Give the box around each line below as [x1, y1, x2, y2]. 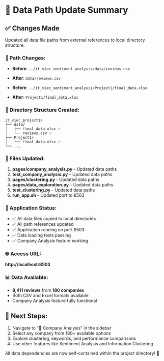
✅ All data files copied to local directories [12, 216, 96, 222]
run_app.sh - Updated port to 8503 [12, 192, 84, 198]
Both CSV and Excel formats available [12, 292, 89, 298]
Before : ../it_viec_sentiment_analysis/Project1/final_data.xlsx [12, 85, 148, 90]
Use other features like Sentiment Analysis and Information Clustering [12, 340, 154, 346]
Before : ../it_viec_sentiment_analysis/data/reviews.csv [12, 66, 130, 72]
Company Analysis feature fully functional [12, 298, 97, 303]
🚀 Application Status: [5, 204, 57, 211]
